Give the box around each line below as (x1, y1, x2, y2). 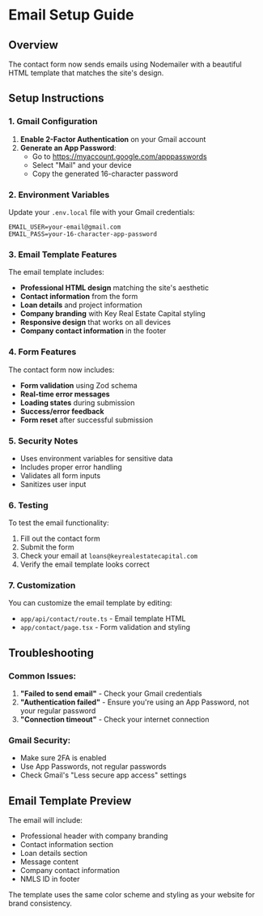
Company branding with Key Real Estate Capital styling (19, 309, 206, 319)
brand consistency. (8, 898, 73, 909)
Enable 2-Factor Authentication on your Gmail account (19, 134, 206, 143)
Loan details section (19, 849, 87, 858)
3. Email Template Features (8, 249, 117, 260)
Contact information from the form (19, 292, 138, 302)
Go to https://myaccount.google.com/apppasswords (32, 152, 208, 161)
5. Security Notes (8, 435, 78, 447)
